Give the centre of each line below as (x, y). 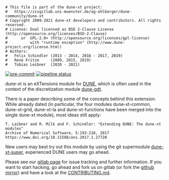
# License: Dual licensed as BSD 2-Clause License (60, 29)
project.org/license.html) (34, 47)
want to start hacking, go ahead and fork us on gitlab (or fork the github (80, 167)
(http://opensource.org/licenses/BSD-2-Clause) (56, 34)
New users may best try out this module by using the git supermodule (78, 147)
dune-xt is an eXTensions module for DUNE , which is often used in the (78, 84)
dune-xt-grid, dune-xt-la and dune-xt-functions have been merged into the (83, 109)
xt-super (14, 152)
